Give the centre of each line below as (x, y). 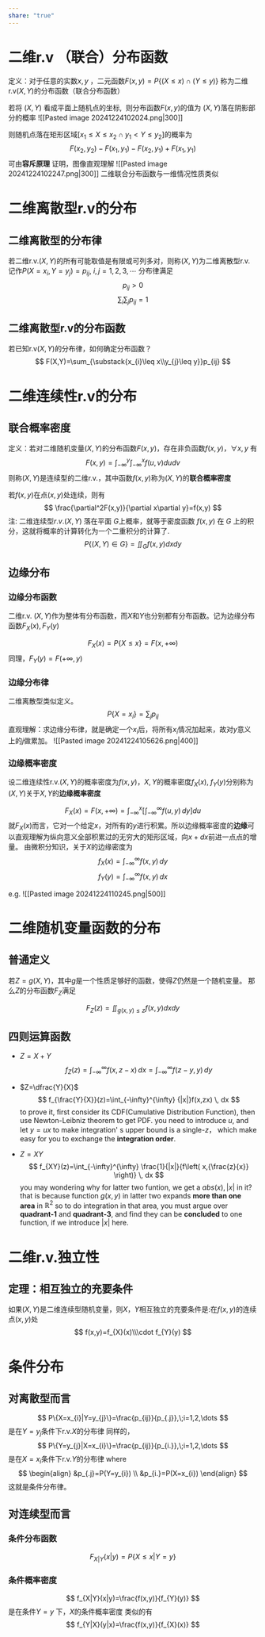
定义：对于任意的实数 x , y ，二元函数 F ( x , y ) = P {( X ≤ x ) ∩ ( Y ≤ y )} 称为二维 (129, 81)
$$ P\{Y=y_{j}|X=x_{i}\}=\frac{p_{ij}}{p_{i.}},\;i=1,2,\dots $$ (133, 1446)
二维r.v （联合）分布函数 (88, 57)
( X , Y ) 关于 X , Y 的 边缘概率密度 (55, 793)
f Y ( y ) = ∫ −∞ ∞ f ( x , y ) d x (133, 876)
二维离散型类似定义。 (43, 701)
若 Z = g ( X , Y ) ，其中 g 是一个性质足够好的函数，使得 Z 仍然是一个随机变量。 (127, 980)
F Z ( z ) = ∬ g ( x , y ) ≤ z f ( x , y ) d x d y (133, 1008)
